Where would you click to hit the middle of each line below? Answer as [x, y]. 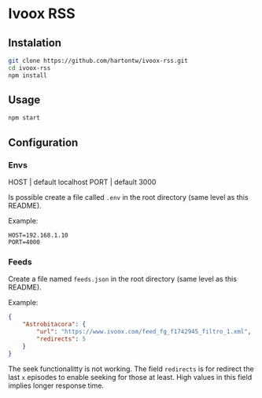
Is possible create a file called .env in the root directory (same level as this [129, 197]
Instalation [35, 43]
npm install [28, 76]
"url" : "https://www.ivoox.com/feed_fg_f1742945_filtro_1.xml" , [144, 332]
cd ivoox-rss [30, 68]
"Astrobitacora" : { [54, 324]
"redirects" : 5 [61, 339]
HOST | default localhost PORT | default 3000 [82, 182]
